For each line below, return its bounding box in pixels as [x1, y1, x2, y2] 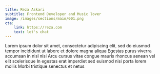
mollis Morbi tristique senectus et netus [5, 63, 84, 69]
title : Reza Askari [5, 7, 45, 12]
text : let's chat [14, 30, 49, 34]
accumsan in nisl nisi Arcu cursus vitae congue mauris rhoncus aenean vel [5, 53, 155, 59]
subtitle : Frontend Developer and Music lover [5, 12, 101, 16]
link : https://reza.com [14, 25, 62, 30]
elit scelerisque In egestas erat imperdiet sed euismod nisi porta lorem [5, 59, 146, 64]
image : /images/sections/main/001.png [5, 16, 84, 21]
